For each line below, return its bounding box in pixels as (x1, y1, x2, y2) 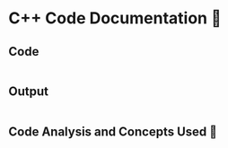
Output (8, 84, 48, 100)
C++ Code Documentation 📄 (8, 8, 222, 29)
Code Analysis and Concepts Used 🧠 (8, 125, 217, 140)
